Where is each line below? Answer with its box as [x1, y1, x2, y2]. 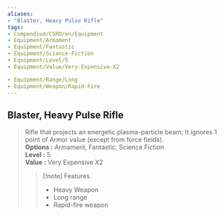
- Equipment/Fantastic [7, 43, 75, 50]
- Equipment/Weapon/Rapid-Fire [7, 82, 101, 90]
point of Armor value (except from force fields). [24, 136, 164, 144]
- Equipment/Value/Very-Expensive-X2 [7, 63, 120, 70]
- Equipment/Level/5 [7, 57, 69, 64]
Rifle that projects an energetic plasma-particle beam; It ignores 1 [24, 128, 218, 136]
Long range [53, 193, 88, 202]
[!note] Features [42, 172, 91, 180]
